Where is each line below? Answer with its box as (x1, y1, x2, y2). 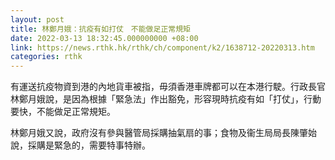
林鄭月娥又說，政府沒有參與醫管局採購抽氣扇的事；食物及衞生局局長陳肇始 (10, 127, 317, 139)
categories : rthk (10, 52, 83, 62)
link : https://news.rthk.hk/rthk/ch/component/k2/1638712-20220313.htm (10, 42, 315, 53)
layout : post (10, 14, 65, 25)
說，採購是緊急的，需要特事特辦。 (10, 139, 151, 151)
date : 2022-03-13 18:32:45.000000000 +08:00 (10, 33, 199, 43)
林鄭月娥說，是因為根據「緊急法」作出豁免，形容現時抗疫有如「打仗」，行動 (10, 93, 322, 105)
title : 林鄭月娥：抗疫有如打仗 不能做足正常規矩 (10, 24, 191, 34)
